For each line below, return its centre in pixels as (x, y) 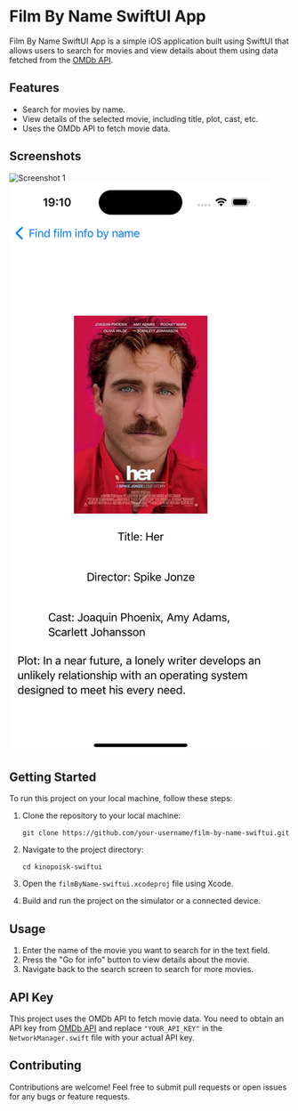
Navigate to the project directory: (83, 850)
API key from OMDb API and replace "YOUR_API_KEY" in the (116, 1028)
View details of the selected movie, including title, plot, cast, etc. (140, 118)
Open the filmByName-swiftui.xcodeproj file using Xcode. (128, 884)
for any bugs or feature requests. (70, 1096)
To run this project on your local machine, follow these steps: (121, 799)
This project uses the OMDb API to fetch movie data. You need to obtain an (147, 1018)
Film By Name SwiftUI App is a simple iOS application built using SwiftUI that (149, 41)
